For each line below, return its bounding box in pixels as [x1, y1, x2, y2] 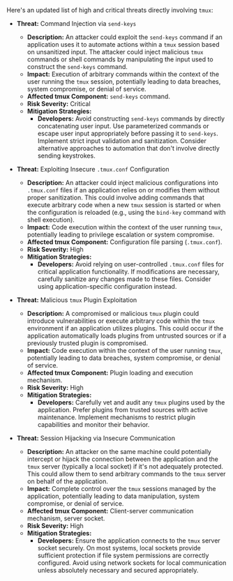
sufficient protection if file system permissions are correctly [37, 551, 209, 559]
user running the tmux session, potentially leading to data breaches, [27, 77, 221, 86]
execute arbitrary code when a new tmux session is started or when [27, 201, 221, 209]
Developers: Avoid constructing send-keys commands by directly [37, 114, 225, 123]
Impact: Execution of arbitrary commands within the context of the [27, 70, 220, 78]
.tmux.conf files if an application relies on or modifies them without [27, 186, 220, 194]
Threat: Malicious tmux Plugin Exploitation [16, 296, 137, 304]
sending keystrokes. [37, 151, 96, 160]
